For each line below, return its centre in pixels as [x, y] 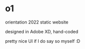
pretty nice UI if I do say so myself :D [43, 41]
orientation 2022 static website [37, 22]
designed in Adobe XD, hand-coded [42, 31]
